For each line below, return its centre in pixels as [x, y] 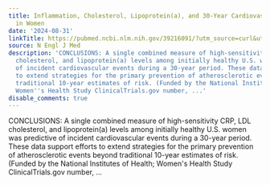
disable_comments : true [48, 98]
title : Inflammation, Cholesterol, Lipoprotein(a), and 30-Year [118, 16]
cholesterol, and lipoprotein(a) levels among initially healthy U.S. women [128, 129]
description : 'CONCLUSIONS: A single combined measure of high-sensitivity [138, 53]
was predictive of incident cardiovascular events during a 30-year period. [130, 138]
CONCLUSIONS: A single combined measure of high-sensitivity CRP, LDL [130, 121]
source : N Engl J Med [45, 46]
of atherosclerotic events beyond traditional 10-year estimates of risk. [123, 155]
